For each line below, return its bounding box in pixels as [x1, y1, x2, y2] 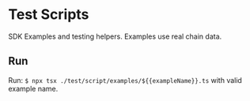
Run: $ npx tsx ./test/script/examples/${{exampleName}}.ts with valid [8, 75, 243, 84]
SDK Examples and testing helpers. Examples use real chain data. [8, 32, 222, 41]
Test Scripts [8, 6, 89, 24]
